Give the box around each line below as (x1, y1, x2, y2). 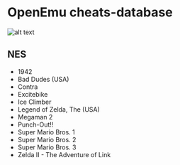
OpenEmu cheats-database (7, 4, 173, 21)
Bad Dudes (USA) (17, 75, 69, 83)
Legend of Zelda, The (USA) (17, 105, 101, 114)
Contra (17, 82, 38, 91)
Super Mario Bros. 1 (17, 127, 76, 136)
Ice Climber (17, 97, 52, 106)
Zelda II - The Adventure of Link (17, 150, 111, 159)
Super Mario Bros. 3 (17, 143, 77, 151)
